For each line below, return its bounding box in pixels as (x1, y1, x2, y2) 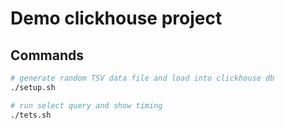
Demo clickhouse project (10, 7, 223, 30)
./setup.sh (10, 82, 56, 92)
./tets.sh (10, 110, 52, 120)
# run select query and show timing (10, 100, 163, 111)
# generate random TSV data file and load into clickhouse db (10, 73, 275, 83)
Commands (10, 47, 85, 64)
